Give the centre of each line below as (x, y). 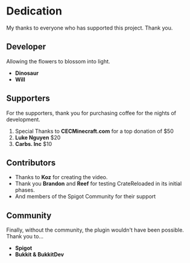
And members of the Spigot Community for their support (85, 197)
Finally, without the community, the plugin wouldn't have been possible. (95, 230)
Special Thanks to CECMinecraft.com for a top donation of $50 (94, 131)
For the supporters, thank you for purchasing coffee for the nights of (91, 113)
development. (23, 119)
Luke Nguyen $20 (38, 138)
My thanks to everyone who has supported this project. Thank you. (90, 28)
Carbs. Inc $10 (33, 144)
